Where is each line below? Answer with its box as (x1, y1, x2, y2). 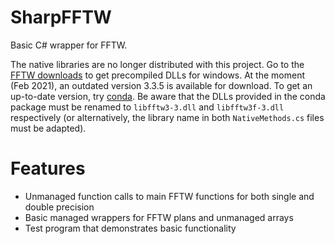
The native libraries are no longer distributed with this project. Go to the (10, 58, 305, 70)
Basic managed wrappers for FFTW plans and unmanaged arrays (24, 211, 294, 223)
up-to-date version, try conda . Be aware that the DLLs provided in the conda (10, 90, 326, 102)
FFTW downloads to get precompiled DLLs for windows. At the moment (10, 69, 306, 81)
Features (10, 157, 86, 180)
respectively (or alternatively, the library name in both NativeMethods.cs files (10, 111, 325, 123)
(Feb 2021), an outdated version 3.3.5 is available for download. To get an (10, 79, 313, 91)
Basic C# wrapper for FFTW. (10, 39, 128, 51)
